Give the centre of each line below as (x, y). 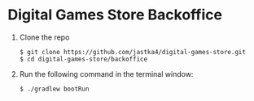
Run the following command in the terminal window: (106, 74)
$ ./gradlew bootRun (54, 89)
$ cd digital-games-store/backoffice (83, 59)
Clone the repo (44, 37)
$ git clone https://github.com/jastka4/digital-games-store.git (132, 52)
